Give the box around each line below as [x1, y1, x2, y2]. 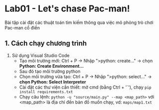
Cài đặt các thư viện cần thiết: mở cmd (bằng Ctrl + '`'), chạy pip [19, 84, 152, 90]
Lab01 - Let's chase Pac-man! [4, 3, 130, 14]
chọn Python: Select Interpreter [19, 79, 86, 85]
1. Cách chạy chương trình [4, 39, 87, 48]
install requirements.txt [19, 89, 73, 95]
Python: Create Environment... [19, 63, 84, 69]
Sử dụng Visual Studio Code [11, 52, 70, 58]
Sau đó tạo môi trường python [19, 68, 80, 74]
